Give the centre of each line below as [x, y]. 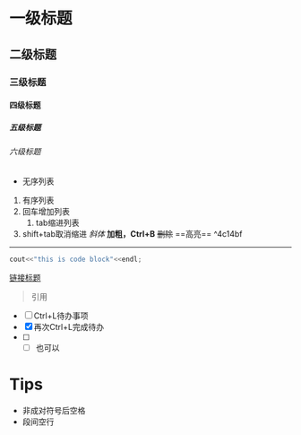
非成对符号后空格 [54, 410]
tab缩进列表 [57, 222]
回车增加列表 [46, 211]
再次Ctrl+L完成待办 [69, 326]
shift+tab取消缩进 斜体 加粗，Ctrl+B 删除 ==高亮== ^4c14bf [132, 233]
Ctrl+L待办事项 [61, 316]
